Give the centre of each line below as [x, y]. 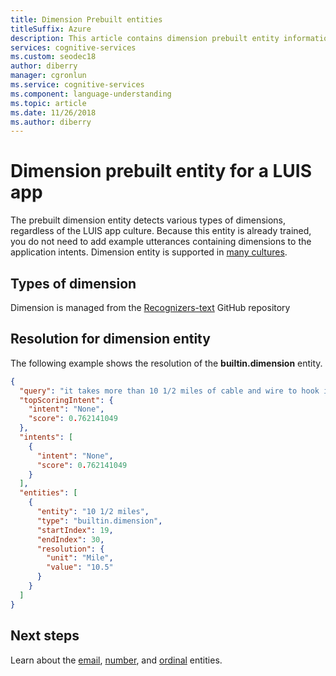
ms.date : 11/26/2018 [53, 112]
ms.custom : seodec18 [53, 57]
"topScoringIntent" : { [66, 400]
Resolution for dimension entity [110, 339]
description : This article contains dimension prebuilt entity [145, 38]
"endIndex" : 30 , [70, 539]
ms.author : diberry [51, 122]
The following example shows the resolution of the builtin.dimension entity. [166, 363]
